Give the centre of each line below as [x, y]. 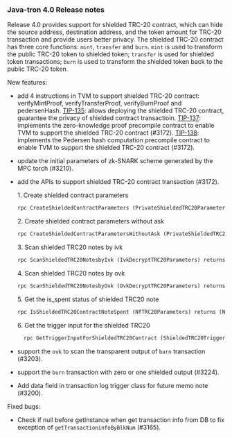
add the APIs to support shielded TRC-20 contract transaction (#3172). [118, 182]
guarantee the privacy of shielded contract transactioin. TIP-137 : [109, 118]
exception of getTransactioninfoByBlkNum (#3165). [89, 427]
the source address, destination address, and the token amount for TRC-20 [114, 32]
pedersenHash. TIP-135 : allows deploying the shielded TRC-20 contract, [121, 111]
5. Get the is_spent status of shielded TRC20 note [88, 299]
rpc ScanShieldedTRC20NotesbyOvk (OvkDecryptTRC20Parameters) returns [121, 286]
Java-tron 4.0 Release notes [56, 10]
